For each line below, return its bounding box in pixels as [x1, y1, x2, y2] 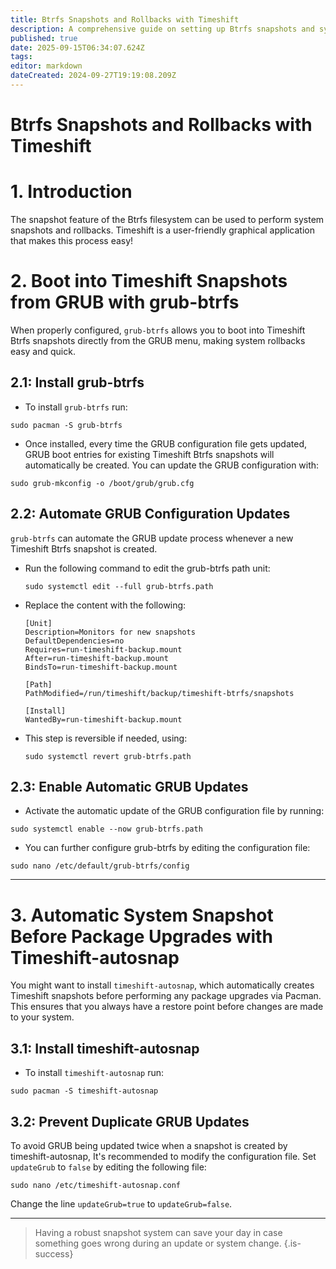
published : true [10, 33, 78, 43]
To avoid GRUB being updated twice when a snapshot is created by [10, 1139, 288, 1151]
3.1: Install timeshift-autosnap [10, 1040, 200, 1057]
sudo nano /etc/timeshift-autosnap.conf [10, 1180, 182, 1190]
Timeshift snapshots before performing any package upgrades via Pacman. [10, 990, 322, 1002]
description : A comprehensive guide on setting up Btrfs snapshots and [10, 24, 315, 34]
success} [34, 1247, 74, 1260]
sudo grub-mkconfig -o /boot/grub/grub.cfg [10, 478, 195, 488]
